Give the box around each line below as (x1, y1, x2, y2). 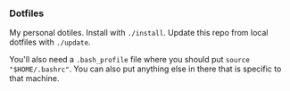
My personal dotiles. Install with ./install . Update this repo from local (9, 28, 269, 38)
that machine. (9, 73, 60, 84)
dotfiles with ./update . (9, 37, 91, 47)
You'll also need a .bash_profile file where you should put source (9, 54, 250, 65)
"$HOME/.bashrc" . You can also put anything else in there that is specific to (9, 63, 282, 74)
